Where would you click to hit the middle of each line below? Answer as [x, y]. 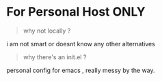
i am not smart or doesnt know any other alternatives [81, 44]
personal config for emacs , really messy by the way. [81, 70]
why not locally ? [47, 31]
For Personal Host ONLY [76, 12]
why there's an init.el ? [55, 57]
